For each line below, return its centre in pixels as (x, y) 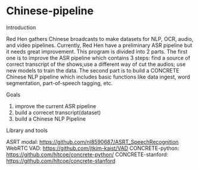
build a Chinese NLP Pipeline (50, 119)
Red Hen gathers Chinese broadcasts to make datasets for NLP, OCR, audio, (100, 39)
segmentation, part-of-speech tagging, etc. (60, 83)
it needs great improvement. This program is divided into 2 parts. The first (97, 51)
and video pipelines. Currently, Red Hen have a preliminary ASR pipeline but (99, 45)
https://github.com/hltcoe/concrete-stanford (61, 160)
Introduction (21, 27)
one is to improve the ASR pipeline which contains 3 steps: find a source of (98, 58)
